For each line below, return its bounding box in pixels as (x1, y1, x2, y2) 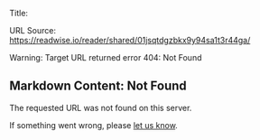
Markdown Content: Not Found (9, 79, 187, 94)
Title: (9, 8, 29, 18)
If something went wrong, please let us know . (9, 119, 178, 130)
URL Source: (9, 25, 57, 35)
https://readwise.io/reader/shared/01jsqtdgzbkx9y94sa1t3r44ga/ (9, 35, 251, 45)
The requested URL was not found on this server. (9, 102, 192, 113)
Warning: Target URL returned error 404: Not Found (9, 52, 202, 62)
